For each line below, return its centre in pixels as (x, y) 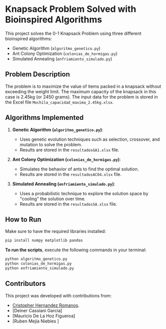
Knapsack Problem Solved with (71, 9)
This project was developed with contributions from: (58, 295)
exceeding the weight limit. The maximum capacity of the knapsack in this (81, 91)
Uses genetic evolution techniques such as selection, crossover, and (90, 139)
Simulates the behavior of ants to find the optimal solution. (79, 169)
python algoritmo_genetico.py (36, 259)
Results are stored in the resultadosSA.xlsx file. (68, 204)
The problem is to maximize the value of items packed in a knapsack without (83, 86)
